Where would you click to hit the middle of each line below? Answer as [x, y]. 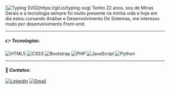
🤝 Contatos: [18, 70]
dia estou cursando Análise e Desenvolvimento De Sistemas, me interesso [82, 18]
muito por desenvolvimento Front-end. [45, 24]
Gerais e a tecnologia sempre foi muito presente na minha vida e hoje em [81, 13]
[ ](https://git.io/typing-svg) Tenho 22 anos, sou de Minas [79, 8]
